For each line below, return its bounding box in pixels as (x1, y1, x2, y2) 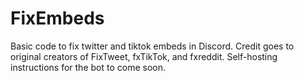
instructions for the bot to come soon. (10, 61, 166, 73)
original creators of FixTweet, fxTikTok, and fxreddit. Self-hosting (10, 50, 278, 62)
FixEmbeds (10, 7, 105, 30)
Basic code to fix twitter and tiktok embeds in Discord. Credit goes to (10, 40, 295, 52)
